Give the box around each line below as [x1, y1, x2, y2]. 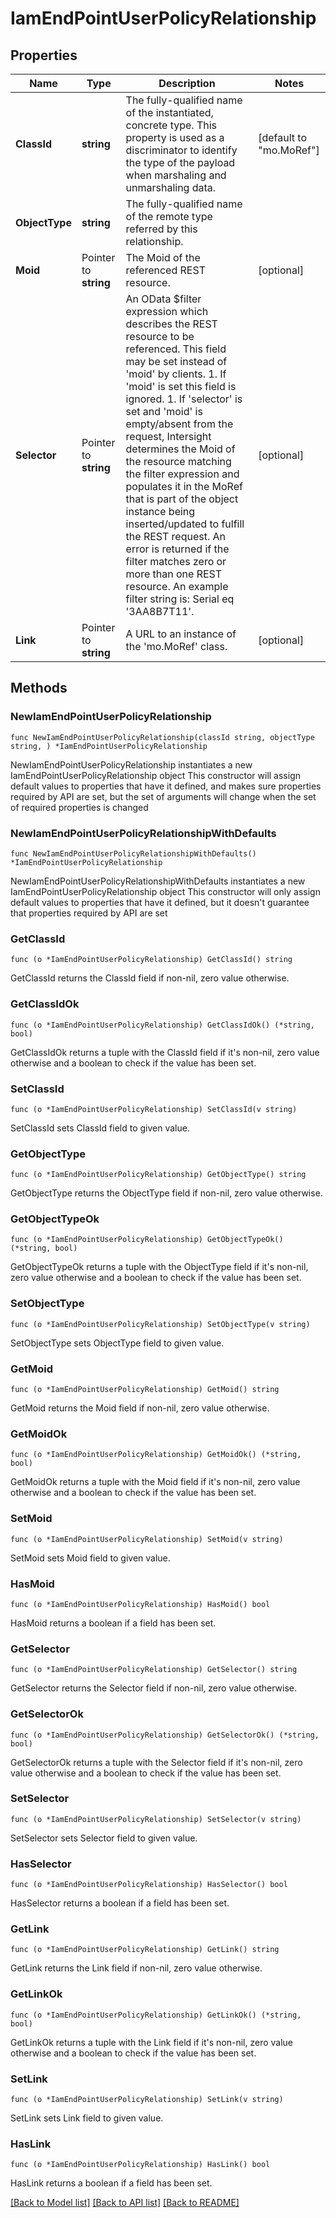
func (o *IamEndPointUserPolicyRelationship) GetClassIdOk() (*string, [10, 1020, 315, 1030]
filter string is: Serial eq [125, 592, 235, 606]
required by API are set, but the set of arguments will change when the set [10, 790, 317, 802]
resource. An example [125, 580, 229, 593]
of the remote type [125, 210, 213, 223]
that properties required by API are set [10, 907, 168, 919]
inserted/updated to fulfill [125, 517, 245, 531]
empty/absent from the [125, 417, 234, 431]
